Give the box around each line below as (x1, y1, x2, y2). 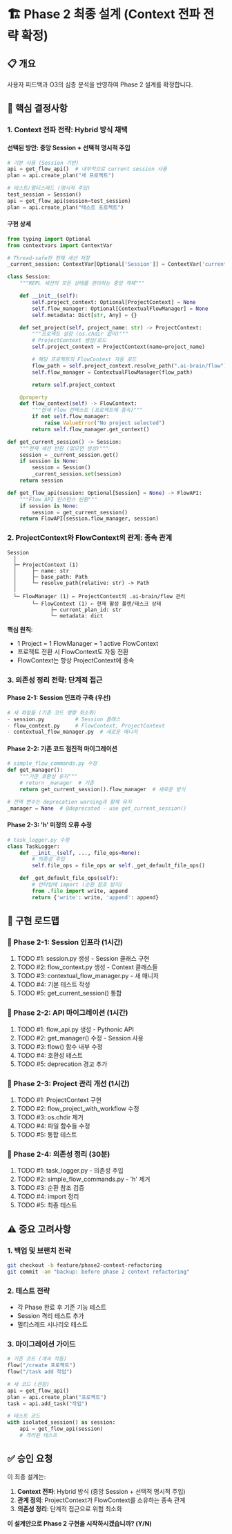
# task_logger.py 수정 (7, 836, 70, 843)
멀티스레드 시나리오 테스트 (17, 1320, 88, 1328)
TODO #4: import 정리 (17, 1192, 79, 1201)
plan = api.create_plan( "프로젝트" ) (7, 1393, 107, 1400)
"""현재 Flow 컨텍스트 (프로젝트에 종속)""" (32, 406, 144, 414)
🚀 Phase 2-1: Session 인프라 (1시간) (7, 937, 123, 947)
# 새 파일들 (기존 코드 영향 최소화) (7, 709, 97, 716)
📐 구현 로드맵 (7, 915, 60, 927)
